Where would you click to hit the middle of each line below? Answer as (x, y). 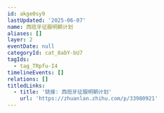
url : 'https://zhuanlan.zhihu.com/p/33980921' (89, 99)
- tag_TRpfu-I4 (36, 66)
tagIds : (19, 60)
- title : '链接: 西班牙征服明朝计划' (63, 92)
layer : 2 (20, 40)
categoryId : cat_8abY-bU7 (45, 53)
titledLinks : (26, 86)
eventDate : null (31, 46)
